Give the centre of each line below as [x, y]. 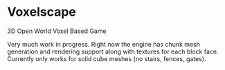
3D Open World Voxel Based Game [57, 31]
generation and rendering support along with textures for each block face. [113, 51]
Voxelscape [42, 12]
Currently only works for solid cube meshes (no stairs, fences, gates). [107, 58]
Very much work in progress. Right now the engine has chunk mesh [104, 44]
